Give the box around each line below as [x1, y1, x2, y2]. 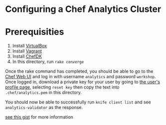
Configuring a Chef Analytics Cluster [5, 3, 162, 15]
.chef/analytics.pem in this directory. [5, 90, 82, 96]
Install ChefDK [12, 53, 42, 59]
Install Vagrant [12, 48, 42, 54]
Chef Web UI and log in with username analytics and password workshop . [5, 74, 156, 80]
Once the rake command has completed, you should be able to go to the [5, 68, 154, 74]
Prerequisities [5, 26, 65, 38]
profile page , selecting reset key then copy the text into [5, 84, 120, 90]
